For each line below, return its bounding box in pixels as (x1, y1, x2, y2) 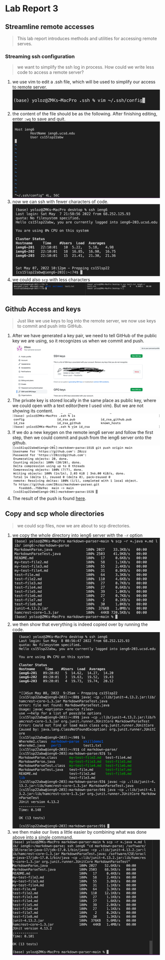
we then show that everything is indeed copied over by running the (12, 621, 148, 627)
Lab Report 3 (5, 3, 58, 14)
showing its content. (12, 408, 54, 414)
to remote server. (12, 84, 48, 90)
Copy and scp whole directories (5, 510, 105, 518)
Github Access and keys (5, 305, 81, 313)
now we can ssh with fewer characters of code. (12, 199, 109, 204)
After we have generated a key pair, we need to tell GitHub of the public (12, 333, 157, 339)
